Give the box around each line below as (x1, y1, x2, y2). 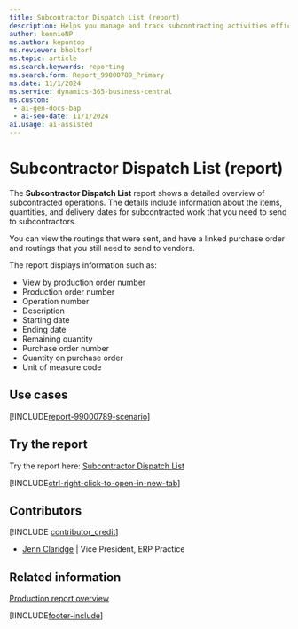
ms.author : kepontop (9, 37, 86, 47)
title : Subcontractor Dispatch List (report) (9, 12, 180, 22)
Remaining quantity (21, 334, 93, 344)
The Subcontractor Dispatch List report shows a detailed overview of (9, 187, 265, 198)
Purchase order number (21, 342, 109, 353)
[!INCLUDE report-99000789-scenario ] (9, 411, 151, 421)
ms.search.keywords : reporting (9, 63, 125, 72)
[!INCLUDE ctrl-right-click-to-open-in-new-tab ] (9, 477, 181, 488)
